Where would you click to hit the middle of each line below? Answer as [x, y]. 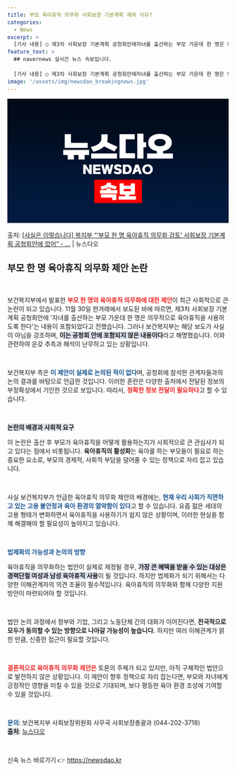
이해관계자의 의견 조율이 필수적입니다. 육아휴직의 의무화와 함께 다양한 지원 [122, 584]
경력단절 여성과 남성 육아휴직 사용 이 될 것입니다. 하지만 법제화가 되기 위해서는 [112, 575]
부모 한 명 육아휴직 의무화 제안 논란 [78, 268]
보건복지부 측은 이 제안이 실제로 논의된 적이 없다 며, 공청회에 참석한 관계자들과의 [115, 372]
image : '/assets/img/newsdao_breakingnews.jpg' [78, 81]
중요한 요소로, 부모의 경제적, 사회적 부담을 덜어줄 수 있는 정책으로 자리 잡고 [109, 459]
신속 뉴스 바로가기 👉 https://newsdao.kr [65, 760]
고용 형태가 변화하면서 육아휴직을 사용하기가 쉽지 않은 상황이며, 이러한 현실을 [112, 514]
